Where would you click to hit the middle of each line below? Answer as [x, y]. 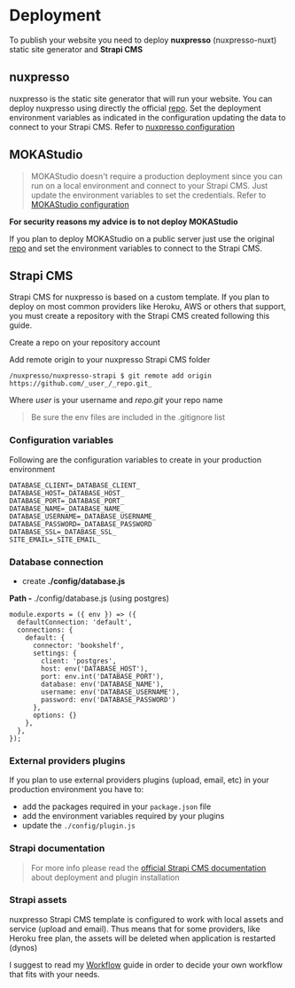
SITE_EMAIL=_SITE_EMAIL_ [55, 540]
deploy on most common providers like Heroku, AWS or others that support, [147, 307]
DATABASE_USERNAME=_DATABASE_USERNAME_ [83, 516]
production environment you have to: [77, 790]
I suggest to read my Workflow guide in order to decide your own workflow [146, 965]
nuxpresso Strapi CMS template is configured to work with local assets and [146, 919]
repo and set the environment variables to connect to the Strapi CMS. [136, 248]
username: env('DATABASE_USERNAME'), [110, 692]
